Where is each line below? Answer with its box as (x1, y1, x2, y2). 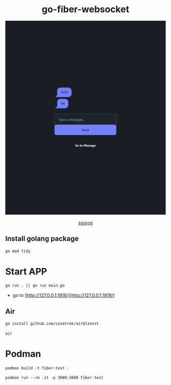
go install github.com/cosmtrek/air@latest (5, 321, 99, 327)
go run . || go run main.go (5, 283, 65, 288)
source (78, 220, 93, 226)
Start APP (5, 265, 47, 277)
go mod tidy (5, 248, 31, 254)
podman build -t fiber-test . (5, 365, 70, 371)
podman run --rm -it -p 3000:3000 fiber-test (5, 375, 103, 380)
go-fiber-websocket (41, 4, 130, 15)
